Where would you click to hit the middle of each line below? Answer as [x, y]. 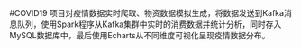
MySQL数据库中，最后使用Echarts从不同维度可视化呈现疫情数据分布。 [140, 35]
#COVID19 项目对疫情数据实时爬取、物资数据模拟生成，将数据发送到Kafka [147, 13]
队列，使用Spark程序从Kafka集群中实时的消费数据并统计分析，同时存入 [149, 24]
